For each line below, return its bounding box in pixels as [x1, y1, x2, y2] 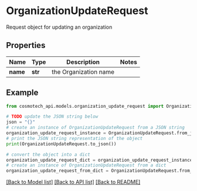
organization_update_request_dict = [6, 157, 96, 163]
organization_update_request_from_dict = [6, 168, 109, 174]
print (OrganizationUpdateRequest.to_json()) [6, 141, 117, 147]
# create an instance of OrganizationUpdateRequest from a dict [6, 162, 167, 168]
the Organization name [52, 67, 115, 76]
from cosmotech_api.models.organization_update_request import [6, 103, 164, 109]
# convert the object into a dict [6, 151, 91, 158]
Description [66, 57, 100, 66]
